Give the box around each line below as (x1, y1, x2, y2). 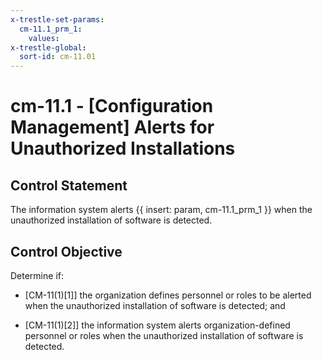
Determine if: (10, 269, 64, 281)
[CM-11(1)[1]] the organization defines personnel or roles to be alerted (24, 289, 312, 301)
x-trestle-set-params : (10, 14, 105, 25)
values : (28, 33, 60, 43)
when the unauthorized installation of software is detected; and (24, 299, 286, 311)
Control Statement (10, 177, 128, 194)
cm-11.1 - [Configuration (10, 95, 214, 118)
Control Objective (10, 243, 123, 260)
